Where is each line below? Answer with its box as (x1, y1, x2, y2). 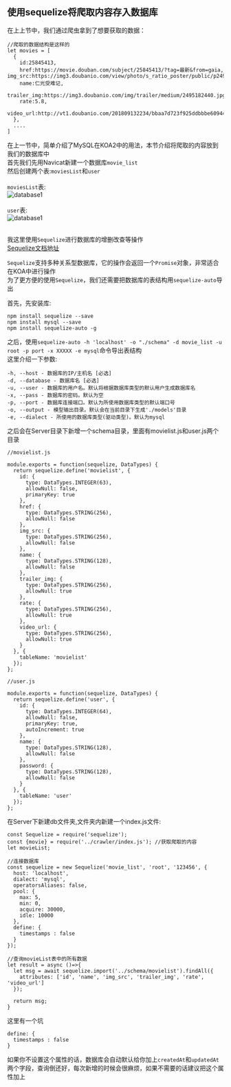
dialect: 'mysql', (13, 876, 67, 883)
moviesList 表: (7, 182, 46, 191)
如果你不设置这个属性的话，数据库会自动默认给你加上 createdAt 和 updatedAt (7, 1055, 219, 1064)
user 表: (7, 206, 27, 214)
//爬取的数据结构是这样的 (7, 41, 70, 48)
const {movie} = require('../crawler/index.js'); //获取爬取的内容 (7, 838, 197, 845)
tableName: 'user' (19, 792, 72, 799)
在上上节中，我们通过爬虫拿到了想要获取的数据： (7, 26, 146, 34)
